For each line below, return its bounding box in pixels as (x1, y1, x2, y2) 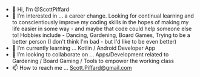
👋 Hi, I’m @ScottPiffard (12, 6, 70, 13)
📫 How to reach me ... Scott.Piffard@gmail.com (12, 64, 132, 71)
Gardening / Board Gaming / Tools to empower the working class (12, 58, 175, 64)
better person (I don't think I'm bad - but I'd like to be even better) (12, 38, 177, 45)
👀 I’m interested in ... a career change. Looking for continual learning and (12, 12, 194, 19)
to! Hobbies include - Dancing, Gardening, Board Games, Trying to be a (12, 32, 191, 39)
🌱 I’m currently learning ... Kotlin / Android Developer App (12, 44, 156, 52)
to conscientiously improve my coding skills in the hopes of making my (12, 19, 189, 25)
